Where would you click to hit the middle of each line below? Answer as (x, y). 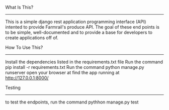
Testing (13, 88)
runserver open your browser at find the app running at (62, 73)
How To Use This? (24, 47)
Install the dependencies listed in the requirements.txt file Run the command (84, 62)
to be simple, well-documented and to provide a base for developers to (79, 32)
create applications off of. (32, 38)
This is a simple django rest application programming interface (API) (76, 22)
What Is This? (19, 7)
